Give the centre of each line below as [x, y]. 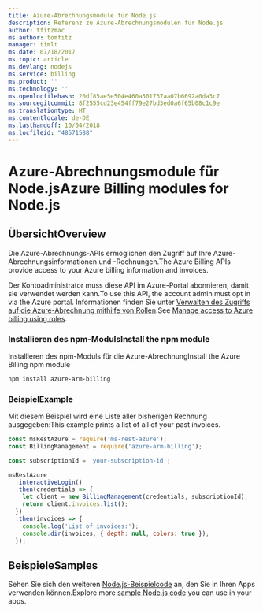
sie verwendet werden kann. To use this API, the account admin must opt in [130, 293]
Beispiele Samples [53, 565]
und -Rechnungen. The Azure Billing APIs [164, 262]
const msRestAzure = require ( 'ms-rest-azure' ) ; [88, 439]
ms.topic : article [38, 60]
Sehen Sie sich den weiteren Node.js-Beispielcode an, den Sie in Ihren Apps [132, 585]
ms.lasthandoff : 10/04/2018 [54, 125]
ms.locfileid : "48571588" [50, 132]
